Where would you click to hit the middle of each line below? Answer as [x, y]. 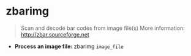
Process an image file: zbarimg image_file [69, 46]
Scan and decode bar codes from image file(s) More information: [103, 28]
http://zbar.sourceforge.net [55, 34]
